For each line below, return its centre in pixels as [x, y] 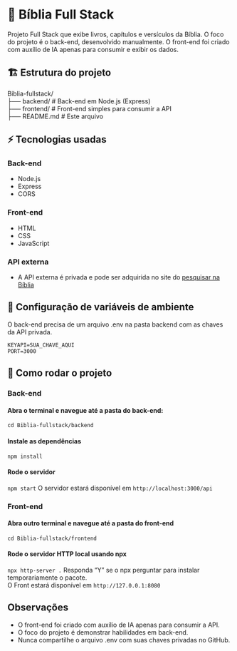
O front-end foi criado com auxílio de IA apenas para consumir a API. [119, 625]
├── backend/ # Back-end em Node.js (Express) [79, 101]
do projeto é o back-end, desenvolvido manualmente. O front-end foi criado [118, 41]
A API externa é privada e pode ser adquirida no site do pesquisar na [119, 277]
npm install [25, 456]
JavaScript [33, 243]
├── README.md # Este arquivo [56, 116]
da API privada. [30, 332]
